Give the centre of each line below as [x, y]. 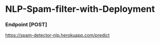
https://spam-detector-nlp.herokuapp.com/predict [58, 35]
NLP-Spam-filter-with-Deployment [80, 9]
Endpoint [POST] [26, 25]
